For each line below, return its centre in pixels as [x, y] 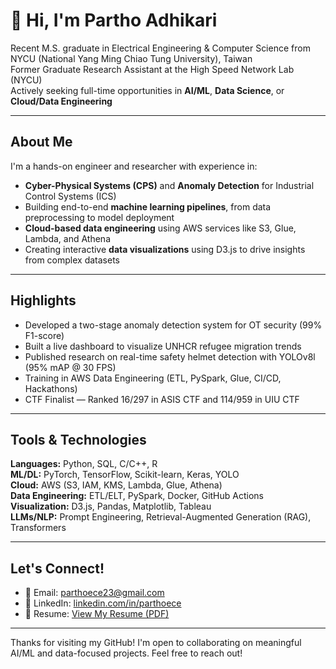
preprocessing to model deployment [99, 217]
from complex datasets [72, 260]
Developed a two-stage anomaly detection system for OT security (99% [173, 325]
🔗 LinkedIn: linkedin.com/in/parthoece [103, 603]
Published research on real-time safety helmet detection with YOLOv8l [170, 356]
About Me [41, 142]
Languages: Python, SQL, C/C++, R [84, 464]
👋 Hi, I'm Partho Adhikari [114, 20]
